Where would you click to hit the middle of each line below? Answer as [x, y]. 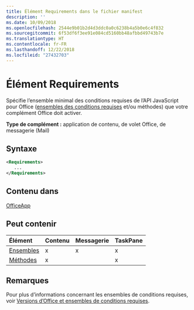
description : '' [26, 17]
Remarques [28, 281]
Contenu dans [32, 191]
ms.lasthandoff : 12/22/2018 [40, 50]
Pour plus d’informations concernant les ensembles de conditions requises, [97, 295]
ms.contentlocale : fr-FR [36, 45]
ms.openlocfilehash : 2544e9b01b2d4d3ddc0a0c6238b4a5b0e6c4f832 [85, 28]
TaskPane [129, 240]
